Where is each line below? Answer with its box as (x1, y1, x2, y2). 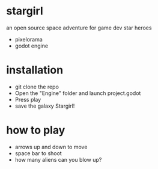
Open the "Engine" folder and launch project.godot (14, 89, 141, 97)
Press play (14, 96, 41, 103)
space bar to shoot (14, 149, 62, 157)
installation (6, 63, 64, 77)
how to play (6, 123, 65, 137)
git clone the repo (14, 83, 59, 90)
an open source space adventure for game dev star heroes (6, 24, 152, 31)
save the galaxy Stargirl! (14, 102, 75, 109)
